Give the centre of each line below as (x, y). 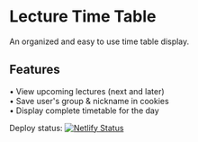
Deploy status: (36, 128)
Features (35, 70)
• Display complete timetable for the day (84, 111)
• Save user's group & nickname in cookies (89, 101)
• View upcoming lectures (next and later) (87, 91)
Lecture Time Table (83, 17)
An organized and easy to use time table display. (99, 41)
